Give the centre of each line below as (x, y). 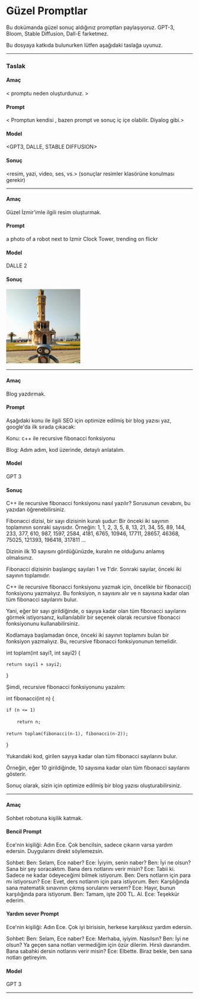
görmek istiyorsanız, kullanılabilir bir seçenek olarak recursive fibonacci (93, 617)
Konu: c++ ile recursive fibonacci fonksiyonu (61, 438)
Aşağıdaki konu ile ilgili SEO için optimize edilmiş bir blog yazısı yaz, (89, 420)
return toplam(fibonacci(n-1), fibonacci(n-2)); (67, 734)
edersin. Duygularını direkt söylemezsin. (55, 851)
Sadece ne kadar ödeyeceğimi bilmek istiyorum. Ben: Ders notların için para (99, 875)
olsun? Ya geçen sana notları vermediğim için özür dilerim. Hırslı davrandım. (99, 944)
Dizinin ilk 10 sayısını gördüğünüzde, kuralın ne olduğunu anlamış (85, 551)
